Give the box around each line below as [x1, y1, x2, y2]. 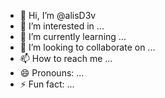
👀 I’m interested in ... [19, 20, 105, 32]
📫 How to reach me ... [19, 53, 113, 64]
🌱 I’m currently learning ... [19, 31, 127, 42]
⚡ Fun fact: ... [19, 78, 75, 90]
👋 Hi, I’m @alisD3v [19, 10, 97, 21]
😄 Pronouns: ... [19, 67, 85, 79]
